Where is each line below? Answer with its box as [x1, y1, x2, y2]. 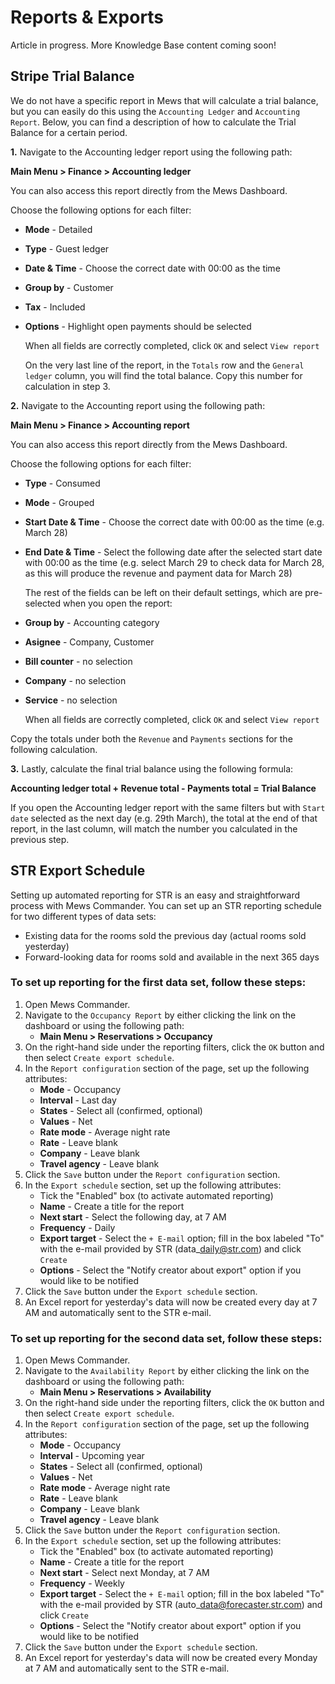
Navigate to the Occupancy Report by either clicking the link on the [24, 1009, 297, 1021]
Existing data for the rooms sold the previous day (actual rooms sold [24, 929, 307, 941]
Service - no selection [24, 694, 118, 706]
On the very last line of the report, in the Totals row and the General [24, 359, 305, 371]
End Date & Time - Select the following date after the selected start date [24, 546, 323, 558]
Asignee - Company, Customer [24, 636, 155, 648]
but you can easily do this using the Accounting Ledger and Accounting [10, 105, 301, 117]
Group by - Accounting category [24, 616, 160, 628]
